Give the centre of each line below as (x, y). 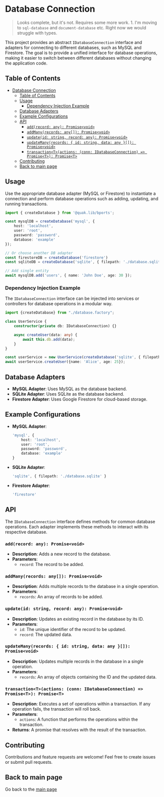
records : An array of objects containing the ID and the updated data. (88, 677)
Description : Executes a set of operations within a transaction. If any (81, 704)
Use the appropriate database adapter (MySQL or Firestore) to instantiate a (81, 193)
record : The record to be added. (52, 564)
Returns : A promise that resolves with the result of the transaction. (79, 730)
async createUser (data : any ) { (46, 335)
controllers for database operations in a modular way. (59, 304)
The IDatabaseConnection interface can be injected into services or (72, 298)
